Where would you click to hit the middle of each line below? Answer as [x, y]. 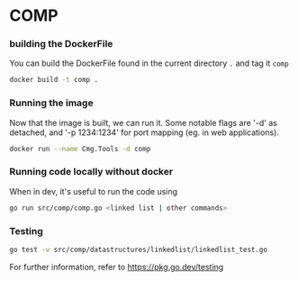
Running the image [51, 103]
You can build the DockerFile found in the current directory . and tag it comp [149, 63]
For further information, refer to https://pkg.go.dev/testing [117, 267]
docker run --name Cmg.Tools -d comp [80, 149]
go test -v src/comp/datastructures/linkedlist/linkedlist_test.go [139, 249]
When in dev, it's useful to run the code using [94, 191]
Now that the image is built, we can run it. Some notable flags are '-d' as [143, 122]
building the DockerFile [61, 44]
